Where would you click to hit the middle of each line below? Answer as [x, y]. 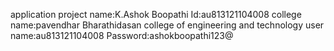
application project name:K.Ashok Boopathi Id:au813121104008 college [156, 14]
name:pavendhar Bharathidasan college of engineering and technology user [167, 25]
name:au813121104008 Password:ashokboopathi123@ [122, 35]
